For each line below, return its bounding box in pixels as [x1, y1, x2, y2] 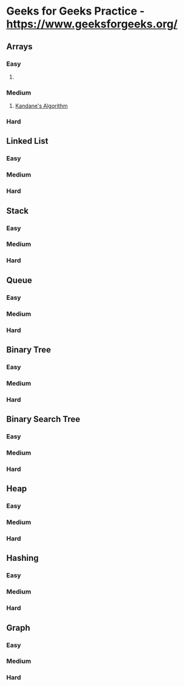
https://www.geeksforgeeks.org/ [6, 17, 178, 31]
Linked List [6, 136, 49, 146]
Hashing [6, 553, 39, 563]
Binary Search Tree [6, 414, 81, 424]
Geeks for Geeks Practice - [6, 4, 145, 18]
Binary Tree [6, 344, 52, 355]
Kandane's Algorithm [15, 102, 68, 110]
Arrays [6, 41, 33, 52]
